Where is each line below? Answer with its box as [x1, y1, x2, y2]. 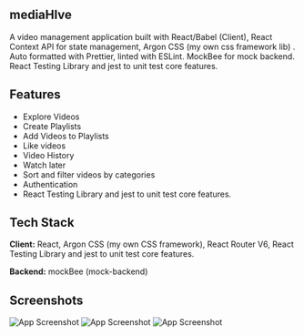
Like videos [22, 140, 66, 151]
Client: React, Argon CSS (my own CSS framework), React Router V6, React [9, 239, 294, 249]
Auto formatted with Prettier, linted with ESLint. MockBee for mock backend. [9, 50, 296, 62]
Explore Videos [22, 111, 80, 122]
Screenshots [9, 292, 84, 308]
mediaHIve [9, 7, 73, 23]
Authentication [22, 178, 78, 189]
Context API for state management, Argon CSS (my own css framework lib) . [9, 41, 296, 52]
